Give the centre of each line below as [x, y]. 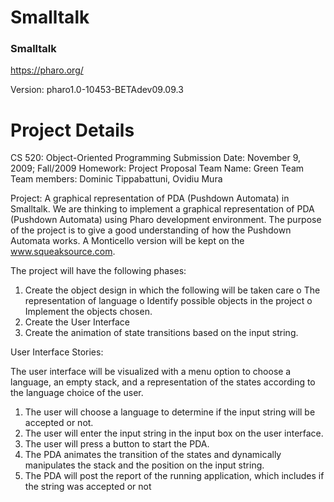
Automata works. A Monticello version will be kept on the [127, 241]
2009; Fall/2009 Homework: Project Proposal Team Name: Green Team [157, 168]
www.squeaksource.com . [63, 252]
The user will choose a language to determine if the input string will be [170, 412]
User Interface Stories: [57, 352]
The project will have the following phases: [98, 271]
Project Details [72, 130]
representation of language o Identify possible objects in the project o [168, 301]
